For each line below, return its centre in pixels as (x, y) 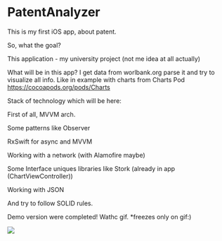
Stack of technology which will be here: (64, 101)
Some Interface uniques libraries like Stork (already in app (91, 168)
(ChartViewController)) (40, 176)
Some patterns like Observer (49, 128)
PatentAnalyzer (54, 12)
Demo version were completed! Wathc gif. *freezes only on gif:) (99, 216)
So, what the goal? (34, 45)
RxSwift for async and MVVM (50, 142)
